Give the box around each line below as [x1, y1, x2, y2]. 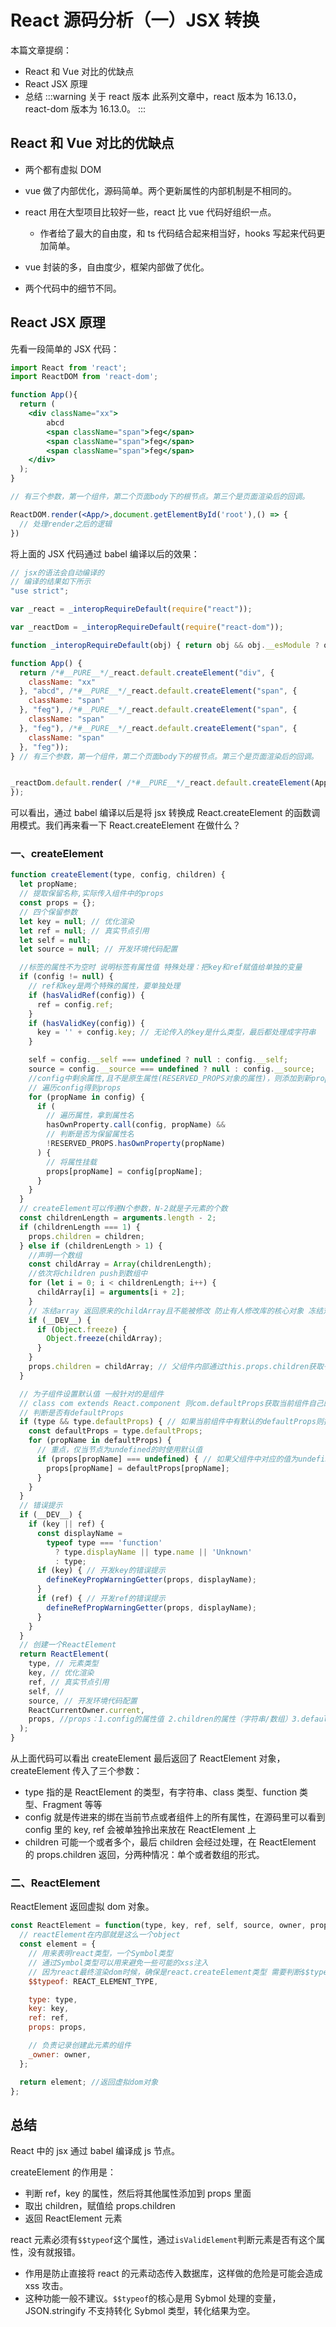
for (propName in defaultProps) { [28, 1436, 172, 1446]
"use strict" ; [10, 586, 70, 596]
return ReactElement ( [19, 1649, 110, 1660]
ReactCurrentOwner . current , [28, 1705, 145, 1715]
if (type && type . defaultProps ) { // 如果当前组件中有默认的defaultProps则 [19, 1417, 324, 1427]
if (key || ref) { [28, 1519, 105, 1530]
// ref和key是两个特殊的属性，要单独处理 [28, 981, 181, 991]
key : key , [28, 2004, 70, 2014]
